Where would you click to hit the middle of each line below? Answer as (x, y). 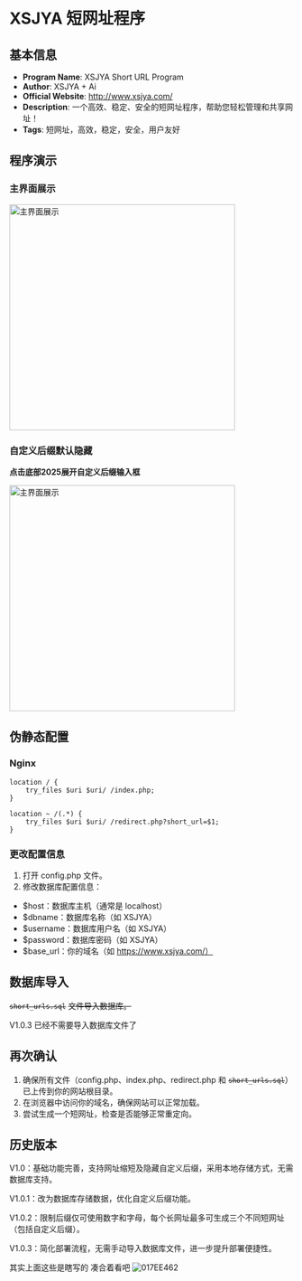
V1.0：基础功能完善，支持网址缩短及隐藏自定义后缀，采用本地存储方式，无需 (151, 1168)
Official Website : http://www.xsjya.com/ (97, 96)
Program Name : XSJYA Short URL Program (103, 77)
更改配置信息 (37, 853)
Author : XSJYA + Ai (59, 86)
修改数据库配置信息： (62, 886)
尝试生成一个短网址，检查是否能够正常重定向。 (109, 1114)
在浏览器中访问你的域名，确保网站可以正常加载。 (113, 1102)
